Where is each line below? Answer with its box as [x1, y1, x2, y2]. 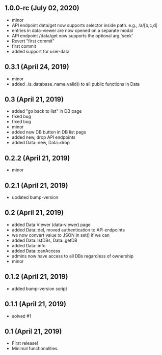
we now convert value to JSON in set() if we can [11, 232, 110, 238]
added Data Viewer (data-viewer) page [11, 222, 91, 227]
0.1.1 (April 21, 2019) [4, 300, 67, 308]
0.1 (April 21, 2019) [4, 327, 62, 335]
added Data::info [11, 242, 46, 248]
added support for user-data [11, 48, 70, 54]
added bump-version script [11, 286, 67, 291]
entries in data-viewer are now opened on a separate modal [11, 27, 133, 33]
